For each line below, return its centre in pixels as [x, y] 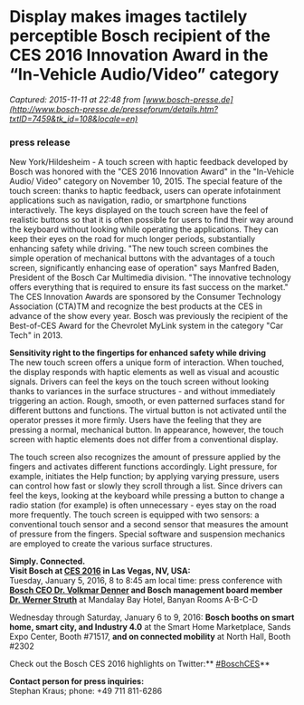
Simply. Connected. [47, 561]
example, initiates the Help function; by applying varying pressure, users [144, 477]
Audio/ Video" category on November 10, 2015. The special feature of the [146, 181]
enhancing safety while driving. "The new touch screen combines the [139, 249]
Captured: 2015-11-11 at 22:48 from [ [78, 99]
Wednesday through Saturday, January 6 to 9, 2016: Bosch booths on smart [152, 617]
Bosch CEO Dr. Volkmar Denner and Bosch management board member [146, 590]
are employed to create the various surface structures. [111, 544]
